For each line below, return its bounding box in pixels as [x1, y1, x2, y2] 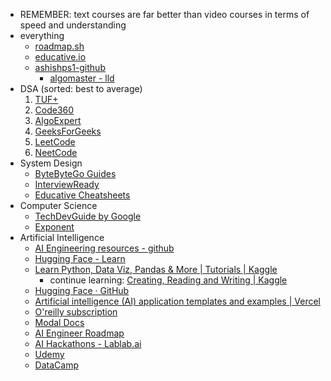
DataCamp [34, 359, 79, 371]
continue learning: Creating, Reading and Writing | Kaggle [49, 274, 288, 286]
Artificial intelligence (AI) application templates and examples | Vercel [34, 295, 321, 307]
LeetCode [34, 136, 76, 148]
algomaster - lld [49, 72, 115, 84]
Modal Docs [34, 317, 85, 328]
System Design [19, 157, 83, 169]
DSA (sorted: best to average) [19, 83, 143, 94]
